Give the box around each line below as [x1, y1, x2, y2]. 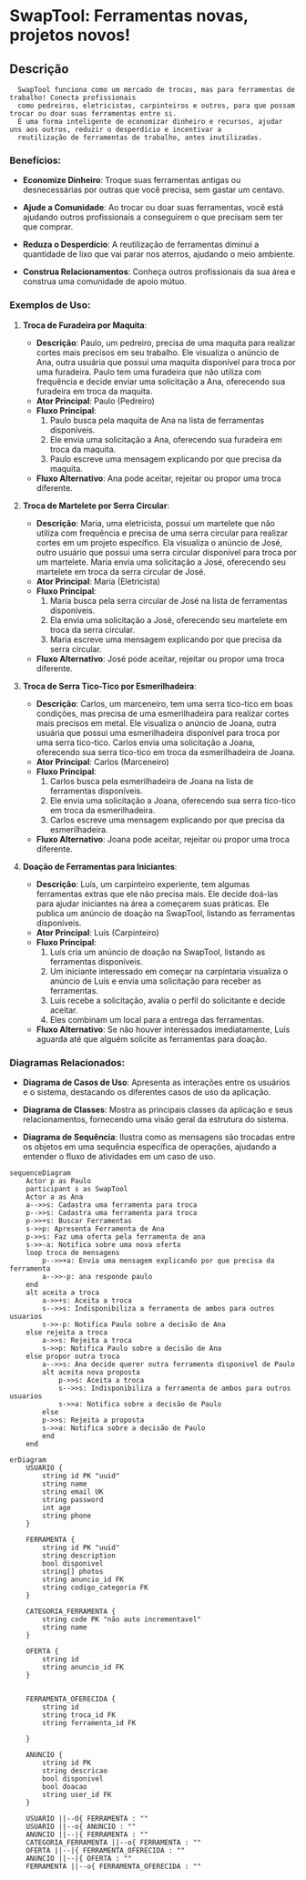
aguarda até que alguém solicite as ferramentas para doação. [36, 1033, 268, 1044]
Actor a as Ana [25, 1192, 84, 1201]
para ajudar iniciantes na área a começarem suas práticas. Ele [36, 898, 270, 909]
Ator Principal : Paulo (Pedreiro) [36, 395, 155, 406]
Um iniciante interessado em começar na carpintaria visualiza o [49, 966, 289, 976]
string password [42, 1495, 104, 1504]
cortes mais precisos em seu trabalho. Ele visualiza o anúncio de [36, 347, 280, 358]
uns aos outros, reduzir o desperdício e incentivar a [9, 125, 222, 134]
